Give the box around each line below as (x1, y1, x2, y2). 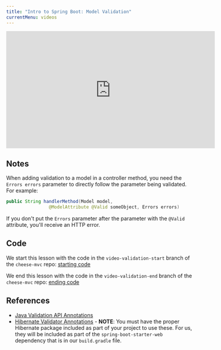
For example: (6, 187, 39, 194)
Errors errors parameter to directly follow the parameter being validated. (6, 181, 187, 188)
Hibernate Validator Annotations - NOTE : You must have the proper (14, 318, 180, 325)
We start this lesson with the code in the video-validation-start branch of (6, 254, 191, 261)
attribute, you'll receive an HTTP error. (6, 221, 100, 229)
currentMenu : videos (6, 14, 58, 20)
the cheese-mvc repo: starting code (6, 260, 91, 268)
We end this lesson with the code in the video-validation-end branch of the (6, 272, 192, 279)
